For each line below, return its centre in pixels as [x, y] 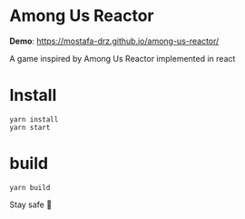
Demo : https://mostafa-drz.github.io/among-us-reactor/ [114, 41]
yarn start [30, 127]
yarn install [34, 119]
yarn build [30, 187]
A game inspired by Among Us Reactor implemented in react [122, 58]
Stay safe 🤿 [31, 204]
